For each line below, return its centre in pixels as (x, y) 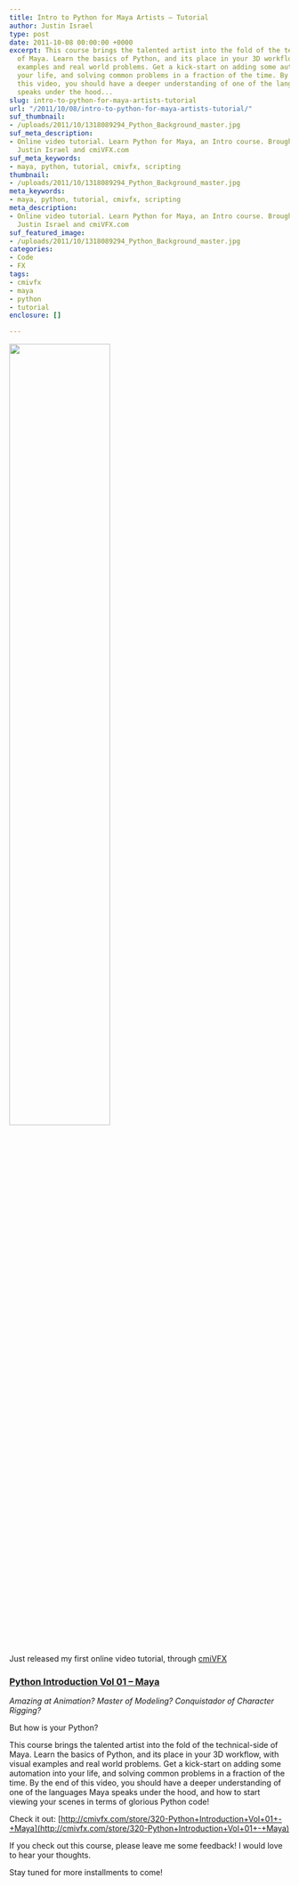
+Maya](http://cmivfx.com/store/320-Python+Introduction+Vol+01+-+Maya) (149, 1829)
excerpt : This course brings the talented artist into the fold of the (145, 51)
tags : (19, 274)
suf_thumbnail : (37, 117)
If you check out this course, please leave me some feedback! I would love (146, 1846)
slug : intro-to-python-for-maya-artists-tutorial (103, 100)
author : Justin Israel (51, 26)
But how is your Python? (54, 1727)
